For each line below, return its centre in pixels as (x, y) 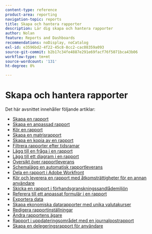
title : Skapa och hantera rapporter (43, 24)
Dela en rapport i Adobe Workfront (48, 173)
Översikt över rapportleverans (43, 162)
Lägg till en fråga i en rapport (42, 151)
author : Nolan (20, 33)
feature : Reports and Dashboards (40, 38)
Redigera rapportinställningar (43, 210)
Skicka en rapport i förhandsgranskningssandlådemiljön (70, 189)
